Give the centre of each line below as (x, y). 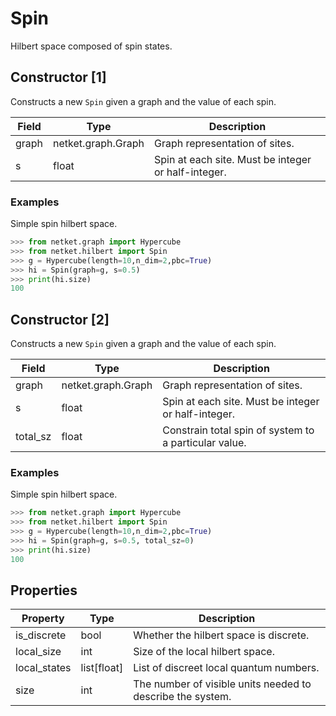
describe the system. (182, 697)
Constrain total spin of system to (238, 430)
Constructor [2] (60, 319)
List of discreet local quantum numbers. (226, 668)
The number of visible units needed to (222, 684)
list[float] (102, 668)
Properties (44, 590)
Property (43, 619)
